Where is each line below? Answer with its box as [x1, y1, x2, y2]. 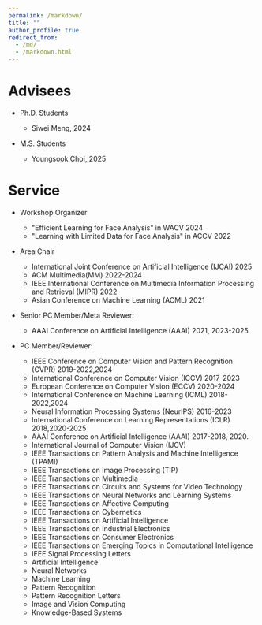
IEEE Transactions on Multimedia [31, 474, 138, 483]
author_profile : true [8, 26, 80, 34]
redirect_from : [8, 33, 58, 42]
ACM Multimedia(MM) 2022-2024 [31, 270, 142, 280]
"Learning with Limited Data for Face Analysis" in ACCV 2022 [31, 231, 231, 240]
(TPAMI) [31, 456, 58, 466]
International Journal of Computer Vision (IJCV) [31, 440, 187, 449]
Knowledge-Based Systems [31, 608, 122, 617]
